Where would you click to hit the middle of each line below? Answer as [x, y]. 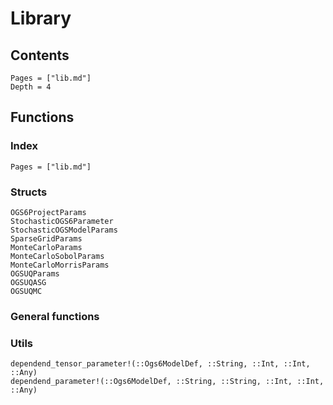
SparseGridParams [46, 238]
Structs [29, 192]
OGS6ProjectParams [48, 212]
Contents [40, 55]
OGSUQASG [28, 282]
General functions [55, 316]
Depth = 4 [31, 87]
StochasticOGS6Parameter [62, 221]
